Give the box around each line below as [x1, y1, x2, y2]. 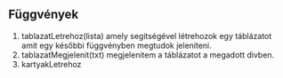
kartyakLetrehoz [20, 58, 82, 69]
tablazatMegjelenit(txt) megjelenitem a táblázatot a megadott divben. [20, 49, 275, 60]
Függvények [8, 7, 79, 22]
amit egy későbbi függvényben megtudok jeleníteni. [20, 40, 213, 51]
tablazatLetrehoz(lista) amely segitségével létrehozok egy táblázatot [20, 30, 272, 41]
